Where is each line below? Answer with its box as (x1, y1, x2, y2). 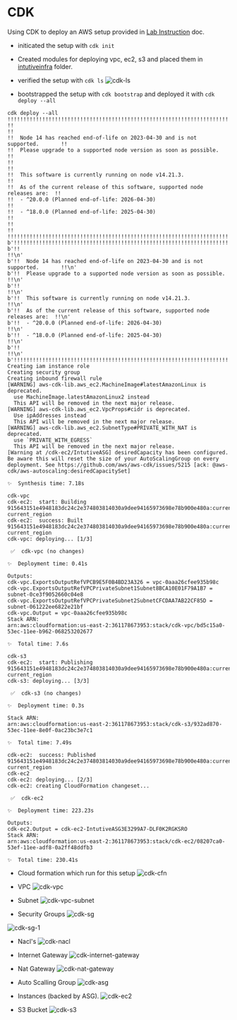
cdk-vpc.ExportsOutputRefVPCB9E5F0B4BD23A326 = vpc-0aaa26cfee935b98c (7, 578, 219, 585)
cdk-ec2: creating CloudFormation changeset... (7, 782, 150, 789)
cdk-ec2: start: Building (7, 498, 87, 505)
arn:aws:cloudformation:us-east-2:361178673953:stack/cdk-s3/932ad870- (7, 720, 222, 727)
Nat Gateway (17, 964, 56, 973)
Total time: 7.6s (18, 640, 69, 648)
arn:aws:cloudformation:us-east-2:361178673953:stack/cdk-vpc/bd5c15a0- (7, 621, 226, 629)
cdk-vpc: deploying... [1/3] (7, 535, 93, 542)
